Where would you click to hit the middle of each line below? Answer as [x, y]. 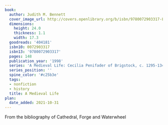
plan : [10, 98]
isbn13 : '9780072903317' [35, 51]
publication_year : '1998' [36, 61]
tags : [15, 79]
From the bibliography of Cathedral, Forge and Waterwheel [65, 117]
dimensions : [22, 24]
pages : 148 [21, 56]
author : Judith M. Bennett [37, 14]
